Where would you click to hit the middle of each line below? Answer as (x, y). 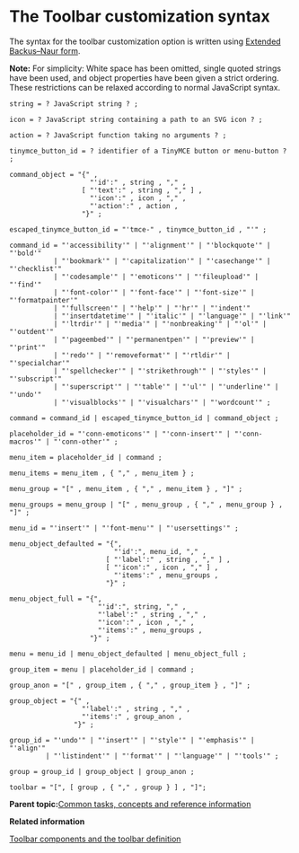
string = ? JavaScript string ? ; (74, 104)
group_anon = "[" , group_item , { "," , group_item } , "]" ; (130, 685)
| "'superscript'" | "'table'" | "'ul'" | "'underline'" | (166, 387)
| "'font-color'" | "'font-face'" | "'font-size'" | (154, 292)
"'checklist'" (36, 268)
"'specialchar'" (40, 363)
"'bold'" (26, 253)
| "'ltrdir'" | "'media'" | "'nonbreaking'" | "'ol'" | (160, 324)
